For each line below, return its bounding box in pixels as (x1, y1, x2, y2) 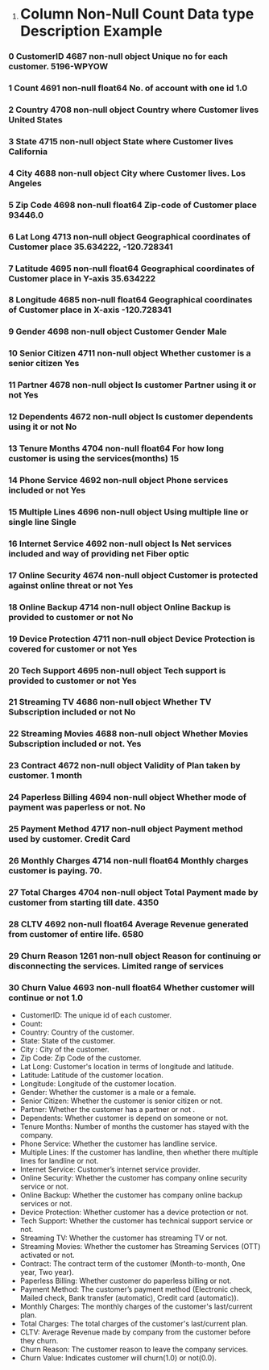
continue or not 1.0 (8, 992, 83, 1003)
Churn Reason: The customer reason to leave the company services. (19, 1344, 248, 1355)
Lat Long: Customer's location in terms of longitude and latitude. (19, 1062, 234, 1072)
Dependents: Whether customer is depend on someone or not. (19, 1114, 228, 1123)
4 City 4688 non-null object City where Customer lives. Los (8, 167, 246, 178)
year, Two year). (19, 1268, 74, 1277)
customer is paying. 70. (8, 865, 103, 877)
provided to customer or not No (8, 611, 134, 623)
